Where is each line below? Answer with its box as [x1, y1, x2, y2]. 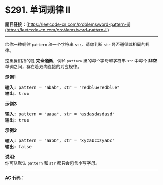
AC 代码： [5, 175, 25, 181]
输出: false [5, 144, 32, 149]
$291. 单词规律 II [5, 4, 71, 15]
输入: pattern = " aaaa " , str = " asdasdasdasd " [5, 111, 115, 117]
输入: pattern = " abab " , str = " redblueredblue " [5, 84, 120, 90]
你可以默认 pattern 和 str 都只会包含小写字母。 [5, 160, 100, 166]
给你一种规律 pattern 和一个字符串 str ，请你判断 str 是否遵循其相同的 [5, 41, 146, 47]
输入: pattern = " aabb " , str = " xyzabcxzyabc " [5, 138, 115, 143]
